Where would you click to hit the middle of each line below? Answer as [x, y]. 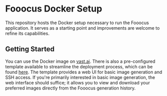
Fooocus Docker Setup [54, 9]
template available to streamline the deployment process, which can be [79, 66]
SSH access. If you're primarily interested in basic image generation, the [80, 77]
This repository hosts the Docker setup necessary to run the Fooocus [77, 23]
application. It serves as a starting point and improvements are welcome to [82, 28]
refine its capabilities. [27, 33]
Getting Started [30, 49]
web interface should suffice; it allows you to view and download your [77, 82]
